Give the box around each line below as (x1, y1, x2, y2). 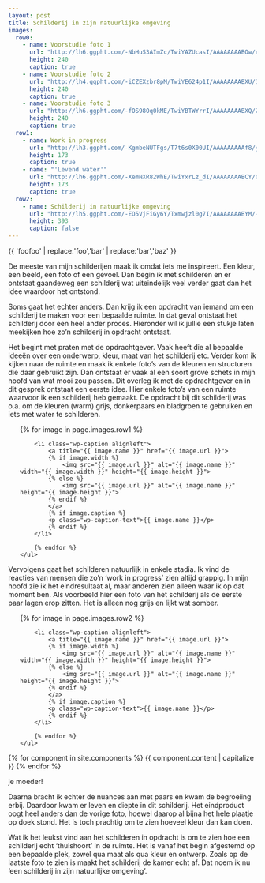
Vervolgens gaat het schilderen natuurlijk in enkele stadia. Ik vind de (8, 565, 230, 573)
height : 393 (28, 217, 69, 225)
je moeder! (8, 777, 43, 786)
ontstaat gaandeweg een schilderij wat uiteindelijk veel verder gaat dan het (8, 278, 252, 287)
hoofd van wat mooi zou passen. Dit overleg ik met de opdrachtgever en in (8, 376, 251, 385)
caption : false (28, 224, 80, 233)
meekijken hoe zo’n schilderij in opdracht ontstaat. (8, 327, 172, 336)
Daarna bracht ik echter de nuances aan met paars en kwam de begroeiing (8, 792, 252, 802)
